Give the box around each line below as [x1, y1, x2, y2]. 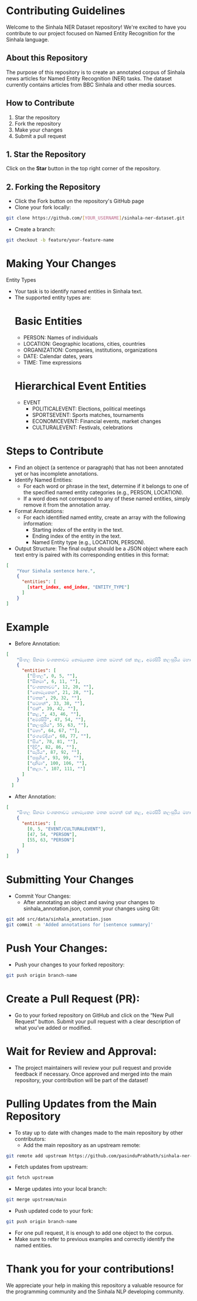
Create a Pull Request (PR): [6, 992, 140, 1005]
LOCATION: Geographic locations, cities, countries [23, 340, 145, 347]
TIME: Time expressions [23, 359, 82, 366]
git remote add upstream [6, 1152, 67, 1159]
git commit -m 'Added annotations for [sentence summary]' [6, 922, 154, 928]
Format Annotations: [14, 507, 64, 514]
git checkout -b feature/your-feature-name [6, 237, 114, 243]
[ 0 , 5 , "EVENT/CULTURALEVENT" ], [27, 826, 107, 832]
